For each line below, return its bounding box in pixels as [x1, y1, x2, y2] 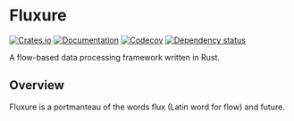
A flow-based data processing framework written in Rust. [9, 52, 221, 62]
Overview [9, 77, 65, 93]
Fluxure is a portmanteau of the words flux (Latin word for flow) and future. [9, 101, 286, 112]
